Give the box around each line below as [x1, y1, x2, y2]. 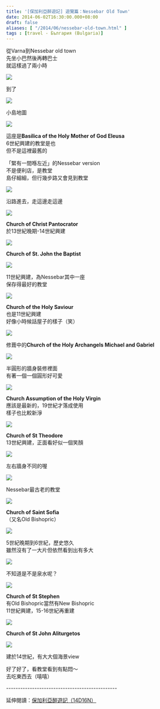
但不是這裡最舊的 [6, 147, 47, 154]
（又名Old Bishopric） [6, 516, 60, 523]
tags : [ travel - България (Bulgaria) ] [6, 31, 104, 36]
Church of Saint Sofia [6, 509, 60, 516]
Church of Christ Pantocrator [6, 221, 79, 228]
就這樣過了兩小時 [6, 62, 47, 69]
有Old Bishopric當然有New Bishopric [6, 600, 95, 607]
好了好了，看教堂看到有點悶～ [6, 666, 78, 673]
